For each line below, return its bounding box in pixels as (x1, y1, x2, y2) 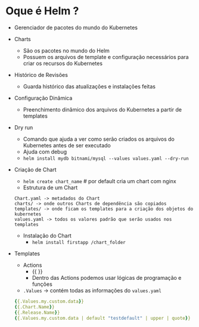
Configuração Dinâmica (14, 94, 73, 101)
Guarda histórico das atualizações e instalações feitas (23, 82, 156, 90)
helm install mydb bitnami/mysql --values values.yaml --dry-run (23, 155, 189, 162)
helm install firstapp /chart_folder (32, 239, 126, 245)
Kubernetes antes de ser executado (23, 141, 111, 149)
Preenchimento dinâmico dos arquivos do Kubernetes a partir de (23, 106, 182, 113)
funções (32, 280, 53, 288)
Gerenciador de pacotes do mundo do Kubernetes (14, 24, 138, 31)
